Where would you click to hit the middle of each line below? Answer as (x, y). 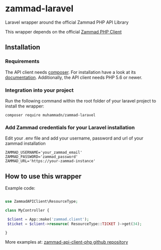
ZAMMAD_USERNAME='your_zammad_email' (44, 153)
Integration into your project (39, 90)
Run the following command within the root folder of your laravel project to (81, 101)
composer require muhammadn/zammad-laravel (50, 115)
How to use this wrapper (43, 176)
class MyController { (27, 210)
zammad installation (25, 143)
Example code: (20, 188)
